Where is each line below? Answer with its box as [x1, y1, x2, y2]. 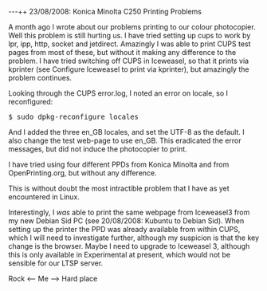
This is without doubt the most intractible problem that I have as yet [8, 183, 230, 193]
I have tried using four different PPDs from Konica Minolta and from [8, 159, 230, 169]
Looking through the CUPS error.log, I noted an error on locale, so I [8, 88, 229, 98]
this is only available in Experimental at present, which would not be [8, 250, 231, 259]
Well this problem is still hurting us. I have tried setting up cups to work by [8, 31, 251, 40]
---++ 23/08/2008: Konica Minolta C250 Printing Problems [8, 7, 202, 16]
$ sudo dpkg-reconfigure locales [8, 112, 139, 121]
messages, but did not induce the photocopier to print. [8, 144, 187, 154]
